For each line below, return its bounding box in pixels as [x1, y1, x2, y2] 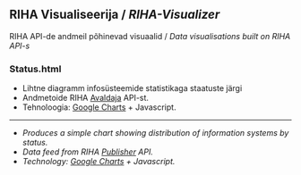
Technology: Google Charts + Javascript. [21, 156, 176, 167]
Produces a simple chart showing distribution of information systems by [21, 128, 289, 138]
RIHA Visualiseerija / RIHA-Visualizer [9, 7, 220, 22]
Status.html [9, 62, 62, 75]
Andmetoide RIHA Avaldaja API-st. [21, 93, 150, 104]
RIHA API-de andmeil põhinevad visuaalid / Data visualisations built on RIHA [9, 30, 291, 41]
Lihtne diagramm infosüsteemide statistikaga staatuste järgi [21, 83, 243, 94]
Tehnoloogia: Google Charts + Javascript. [21, 102, 176, 112]
